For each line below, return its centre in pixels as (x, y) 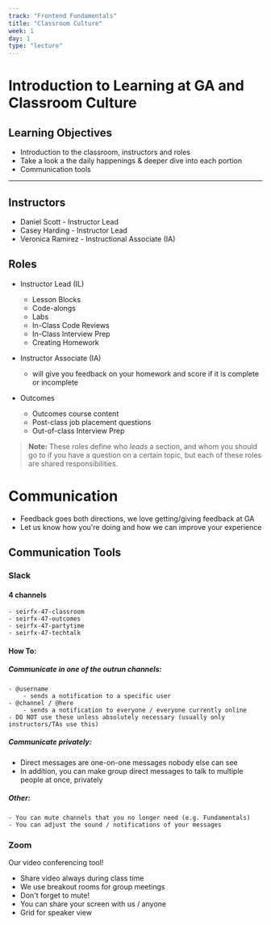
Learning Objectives (60, 133)
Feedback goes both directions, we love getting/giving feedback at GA (137, 519)
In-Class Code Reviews (71, 325)
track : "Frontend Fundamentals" (63, 16)
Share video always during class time (82, 878)
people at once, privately (61, 780)
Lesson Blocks (56, 299)
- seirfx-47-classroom (46, 612)
